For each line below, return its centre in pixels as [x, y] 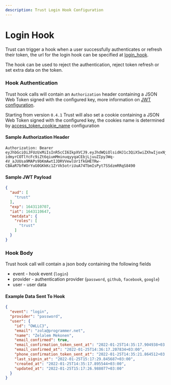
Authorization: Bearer [29, 148]
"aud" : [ [19, 193]
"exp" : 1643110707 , [31, 206]
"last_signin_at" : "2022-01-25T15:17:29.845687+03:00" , [75, 359]
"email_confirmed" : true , [42, 340]
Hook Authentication [32, 83]
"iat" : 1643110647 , [31, 212]
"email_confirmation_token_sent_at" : [54, 345]
